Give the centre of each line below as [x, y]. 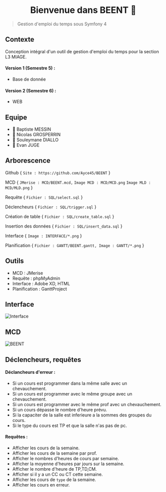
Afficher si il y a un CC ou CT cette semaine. [57, 475]
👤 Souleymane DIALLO [35, 140]
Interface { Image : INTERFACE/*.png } [44, 236]
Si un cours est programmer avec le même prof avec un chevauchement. [87, 404]
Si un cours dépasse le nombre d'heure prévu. [60, 410]
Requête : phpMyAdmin [36, 278]
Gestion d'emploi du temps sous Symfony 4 [62, 24]
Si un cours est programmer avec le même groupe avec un [72, 394]
